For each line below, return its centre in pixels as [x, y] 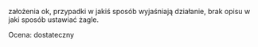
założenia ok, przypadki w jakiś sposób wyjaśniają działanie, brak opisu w [129, 11]
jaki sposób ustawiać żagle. [54, 20]
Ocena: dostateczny [41, 35]
